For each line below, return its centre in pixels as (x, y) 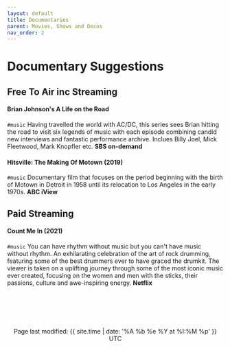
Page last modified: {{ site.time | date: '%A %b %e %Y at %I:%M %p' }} (115, 331)
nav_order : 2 (26, 33)
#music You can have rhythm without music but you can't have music (104, 246)
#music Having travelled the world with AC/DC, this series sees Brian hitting (113, 125)
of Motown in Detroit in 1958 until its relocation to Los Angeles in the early (112, 185)
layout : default (30, 13)
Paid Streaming (41, 213)
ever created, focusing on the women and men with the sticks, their (102, 275)
